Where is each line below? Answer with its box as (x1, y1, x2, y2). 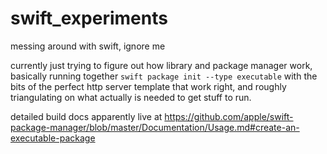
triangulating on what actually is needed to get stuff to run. (10, 91, 252, 103)
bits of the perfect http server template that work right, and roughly (10, 80, 287, 92)
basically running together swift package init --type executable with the (10, 70, 318, 82)
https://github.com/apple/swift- (164, 110, 294, 122)
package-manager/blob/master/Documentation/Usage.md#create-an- (10, 121, 300, 133)
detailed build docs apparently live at (10, 110, 163, 122)
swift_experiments (10, 7, 168, 30)
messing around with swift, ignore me (10, 40, 166, 52)
